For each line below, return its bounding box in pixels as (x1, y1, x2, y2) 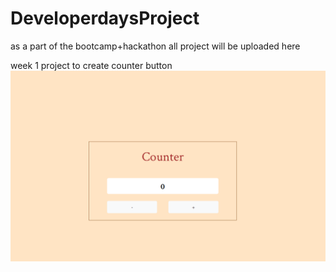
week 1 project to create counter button (10, 59, 173, 71)
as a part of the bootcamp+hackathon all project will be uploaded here (10, 40, 301, 52)
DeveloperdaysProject (10, 7, 200, 30)
